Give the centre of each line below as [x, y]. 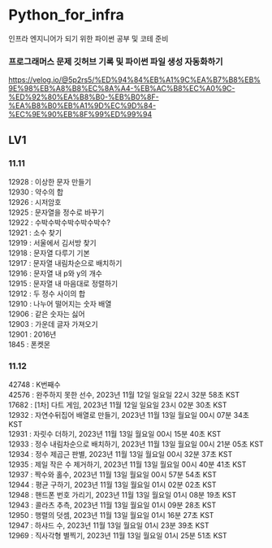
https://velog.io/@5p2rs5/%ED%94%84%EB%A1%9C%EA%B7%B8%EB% [135, 80]
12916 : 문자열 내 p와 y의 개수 [56, 273]
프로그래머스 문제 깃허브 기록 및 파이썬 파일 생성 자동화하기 [116, 61]
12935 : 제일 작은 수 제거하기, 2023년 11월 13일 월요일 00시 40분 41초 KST [127, 464]
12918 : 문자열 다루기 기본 [50, 253]
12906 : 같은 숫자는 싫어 [47, 314]
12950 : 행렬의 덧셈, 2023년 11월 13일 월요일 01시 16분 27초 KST [111, 515]
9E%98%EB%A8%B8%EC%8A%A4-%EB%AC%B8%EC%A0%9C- [122, 89]
